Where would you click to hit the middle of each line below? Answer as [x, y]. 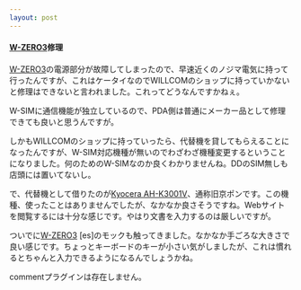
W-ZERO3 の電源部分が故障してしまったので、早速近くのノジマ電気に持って [149, 69]
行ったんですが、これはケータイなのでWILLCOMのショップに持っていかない [150, 80]
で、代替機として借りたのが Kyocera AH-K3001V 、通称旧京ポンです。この [145, 193]
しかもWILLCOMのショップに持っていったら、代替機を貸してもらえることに [150, 141]
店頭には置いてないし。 [53, 174]
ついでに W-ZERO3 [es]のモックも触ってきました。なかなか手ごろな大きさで [150, 235]
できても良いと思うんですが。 [64, 121]
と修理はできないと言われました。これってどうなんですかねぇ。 [127, 92]
